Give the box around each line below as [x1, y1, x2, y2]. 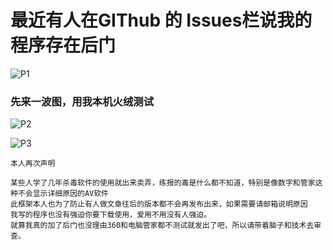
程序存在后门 [10, 34, 117, 57]
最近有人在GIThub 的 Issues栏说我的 [10, 9, 313, 32]
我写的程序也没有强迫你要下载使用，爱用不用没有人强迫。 [10, 210, 212, 220]
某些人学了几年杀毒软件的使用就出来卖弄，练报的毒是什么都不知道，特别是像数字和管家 [10, 178, 316, 188]
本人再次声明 [10, 159, 56, 169]
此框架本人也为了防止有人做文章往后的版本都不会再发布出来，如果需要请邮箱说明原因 [10, 199, 308, 210]
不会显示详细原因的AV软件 [17, 189, 110, 199]
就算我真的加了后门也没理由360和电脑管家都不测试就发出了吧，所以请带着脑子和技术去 [10, 221, 315, 231]
